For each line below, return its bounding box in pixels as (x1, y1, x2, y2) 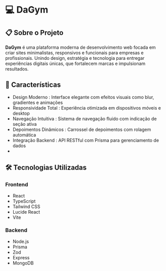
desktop (12, 110, 30, 116)
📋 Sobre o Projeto (5, 28, 64, 37)
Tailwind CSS (12, 204, 40, 210)
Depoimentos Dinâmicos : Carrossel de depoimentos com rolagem (12, 126, 151, 132)
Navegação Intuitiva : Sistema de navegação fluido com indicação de (12, 115, 157, 122)
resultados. (5, 66, 29, 72)
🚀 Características (5, 81, 61, 89)
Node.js (12, 238, 29, 244)
